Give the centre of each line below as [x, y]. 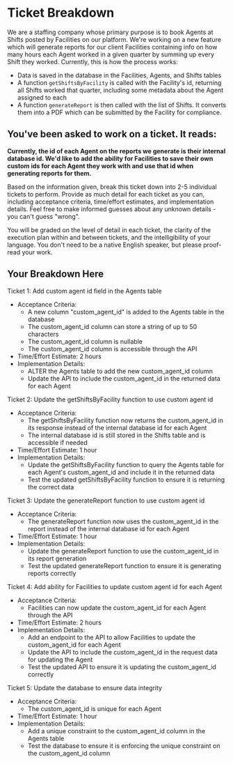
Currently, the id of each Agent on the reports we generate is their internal [116, 151]
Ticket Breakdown [61, 13]
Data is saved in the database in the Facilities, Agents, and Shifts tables [119, 75]
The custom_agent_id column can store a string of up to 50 [112, 326]
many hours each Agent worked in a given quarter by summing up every [111, 54]
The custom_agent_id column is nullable [85, 341]
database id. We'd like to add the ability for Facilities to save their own [110, 158]
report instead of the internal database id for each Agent [109, 528]
